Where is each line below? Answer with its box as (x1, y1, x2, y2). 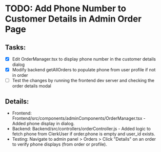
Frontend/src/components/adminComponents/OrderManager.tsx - (12, 115, 145, 121)
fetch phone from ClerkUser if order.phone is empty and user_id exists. (12, 131, 155, 137)
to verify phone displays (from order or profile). (12, 141, 107, 147)
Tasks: (5, 43, 26, 51)
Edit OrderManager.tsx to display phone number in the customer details (12, 56, 156, 62)
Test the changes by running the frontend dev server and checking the (12, 78, 155, 84)
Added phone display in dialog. (12, 121, 75, 126)
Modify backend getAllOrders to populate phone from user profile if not (12, 67, 156, 73)
